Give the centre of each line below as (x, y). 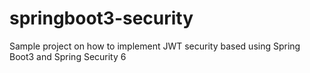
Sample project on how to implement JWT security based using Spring (155, 46)
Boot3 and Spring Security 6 (68, 56)
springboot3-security (101, 18)
